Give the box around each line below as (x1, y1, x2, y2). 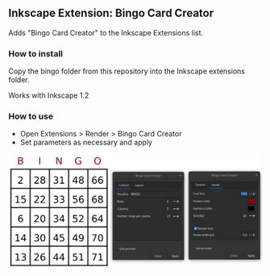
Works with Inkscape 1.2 (8, 90, 89, 100)
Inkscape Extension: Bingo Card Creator (8, 6, 214, 20)
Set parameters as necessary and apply (19, 137, 153, 148)
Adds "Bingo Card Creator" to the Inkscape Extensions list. (8, 27, 204, 37)
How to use (8, 111, 54, 122)
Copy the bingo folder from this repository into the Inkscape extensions (8, 66, 246, 76)
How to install (8, 48, 63, 59)
